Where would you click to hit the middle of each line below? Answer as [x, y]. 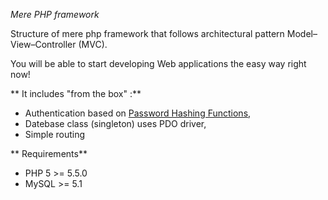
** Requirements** [49, 153]
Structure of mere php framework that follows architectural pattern [147, 33]
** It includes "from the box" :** [76, 93]
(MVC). [93, 44]
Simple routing [55, 134]
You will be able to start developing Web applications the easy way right [158, 63]
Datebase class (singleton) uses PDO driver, [115, 123]
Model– [302, 33]
